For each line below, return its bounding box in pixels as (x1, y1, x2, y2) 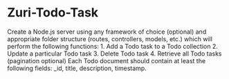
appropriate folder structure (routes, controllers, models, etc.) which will (7, 34, 213, 43)
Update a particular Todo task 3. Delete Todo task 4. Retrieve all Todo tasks (7, 49, 222, 58)
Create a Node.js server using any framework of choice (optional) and (7, 27, 207, 36)
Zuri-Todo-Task (7, 5, 99, 21)
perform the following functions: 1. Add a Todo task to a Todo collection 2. (7, 42, 218, 50)
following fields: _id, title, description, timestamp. (7, 64, 147, 72)
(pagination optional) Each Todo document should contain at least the (7, 56, 206, 65)
